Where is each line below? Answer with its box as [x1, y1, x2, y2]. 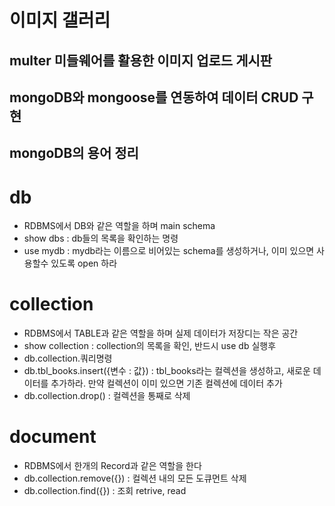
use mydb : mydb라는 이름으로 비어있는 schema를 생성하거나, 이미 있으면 [23, 245, 315, 257]
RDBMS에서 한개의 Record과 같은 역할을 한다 [23, 460, 202, 472]
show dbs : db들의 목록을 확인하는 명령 [23, 232, 179, 245]
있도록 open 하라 [50, 257, 118, 270]
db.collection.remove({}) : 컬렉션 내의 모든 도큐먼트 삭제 [23, 472, 247, 485]
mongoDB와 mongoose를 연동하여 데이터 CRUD [9, 89, 299, 106]
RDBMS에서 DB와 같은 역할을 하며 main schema [23, 220, 216, 232]
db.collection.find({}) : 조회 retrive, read [23, 485, 187, 497]
